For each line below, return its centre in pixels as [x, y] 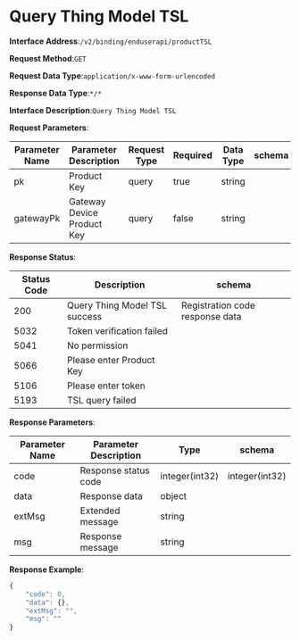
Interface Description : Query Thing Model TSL [93, 110]
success [84, 316]
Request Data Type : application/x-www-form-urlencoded [112, 75]
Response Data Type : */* [56, 93]
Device [83, 212]
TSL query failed [101, 400]
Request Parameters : [49, 128]
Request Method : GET [48, 58]
